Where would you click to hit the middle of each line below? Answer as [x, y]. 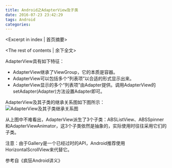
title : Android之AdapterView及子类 [42, 10]
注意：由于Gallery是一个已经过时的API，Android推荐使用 [65, 143]
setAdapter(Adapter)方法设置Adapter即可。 [59, 91]
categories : [18, 24]
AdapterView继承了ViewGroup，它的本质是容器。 [65, 72]
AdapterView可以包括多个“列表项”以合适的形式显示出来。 [73, 79]
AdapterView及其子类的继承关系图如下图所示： [55, 102]
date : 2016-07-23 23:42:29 [34, 15]
